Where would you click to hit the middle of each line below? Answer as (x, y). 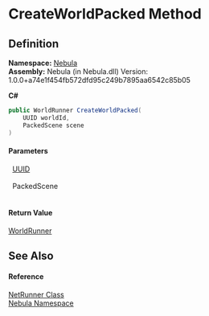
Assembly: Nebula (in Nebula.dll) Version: (78, 72)
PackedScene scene (53, 125)
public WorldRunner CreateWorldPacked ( (75, 110)
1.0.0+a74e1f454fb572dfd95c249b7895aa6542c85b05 (100, 80)
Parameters (28, 151)
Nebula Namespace (41, 303)
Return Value (31, 213)
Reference (26, 276)
